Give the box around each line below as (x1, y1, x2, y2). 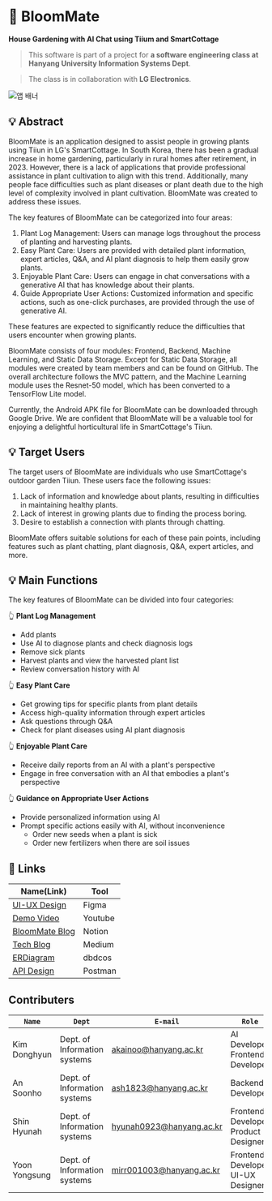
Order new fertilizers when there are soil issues (32, 839, 190, 848)
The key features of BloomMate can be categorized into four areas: (8, 212, 232, 222)
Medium (83, 939, 115, 950)
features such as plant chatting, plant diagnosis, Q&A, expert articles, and (8, 541, 253, 551)
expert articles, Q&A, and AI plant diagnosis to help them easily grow (19, 254, 249, 264)
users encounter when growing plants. (8, 330, 138, 340)
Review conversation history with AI (19, 664, 140, 674)
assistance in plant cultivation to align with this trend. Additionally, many (8, 170, 249, 181)
